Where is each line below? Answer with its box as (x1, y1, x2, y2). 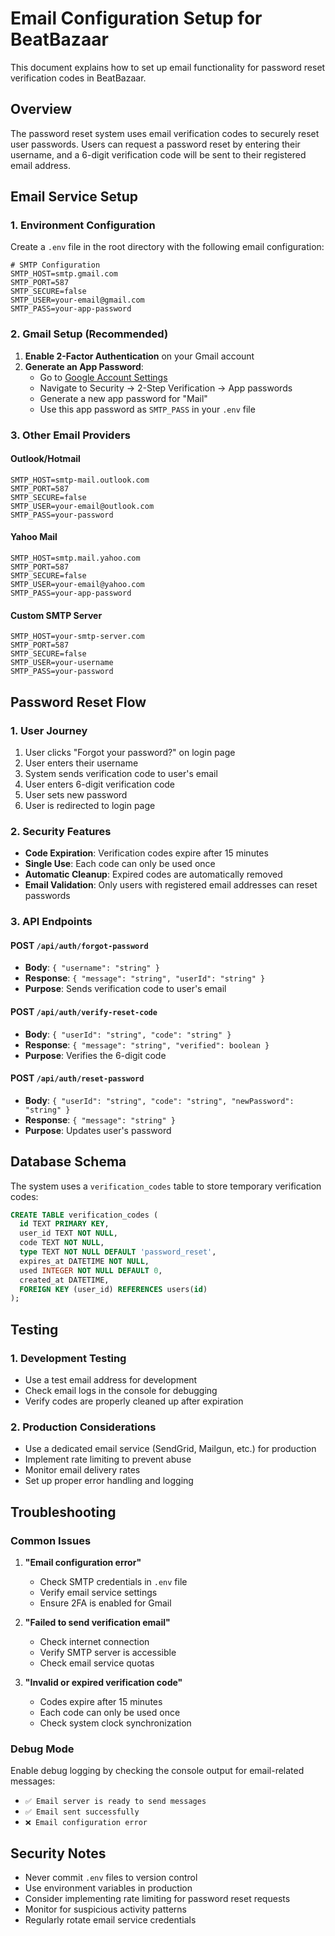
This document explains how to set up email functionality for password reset (10, 61, 326, 73)
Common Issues (10, 1533, 92, 1547)
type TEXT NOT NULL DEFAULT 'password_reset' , (19, 1247, 217, 1257)
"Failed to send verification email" (24, 1617, 171, 1629)
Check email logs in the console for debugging (24, 1385, 218, 1397)
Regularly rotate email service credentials (24, 1914, 197, 1926)
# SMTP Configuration (10, 260, 101, 271)
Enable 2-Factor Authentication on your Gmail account (24, 350, 255, 362)
